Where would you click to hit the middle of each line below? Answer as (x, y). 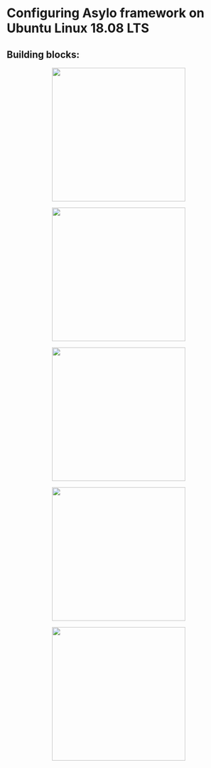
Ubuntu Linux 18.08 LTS (78, 28)
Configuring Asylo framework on (106, 13)
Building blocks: (43, 55)
